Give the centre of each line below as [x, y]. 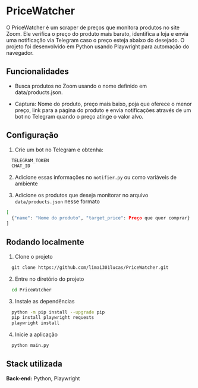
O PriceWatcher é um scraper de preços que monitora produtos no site [93, 27]
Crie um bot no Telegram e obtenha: [59, 150]
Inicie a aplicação [36, 334]
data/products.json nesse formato [57, 201]
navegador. [20, 52]
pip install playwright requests [53, 318]
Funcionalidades [38, 72]
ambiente [26, 184]
